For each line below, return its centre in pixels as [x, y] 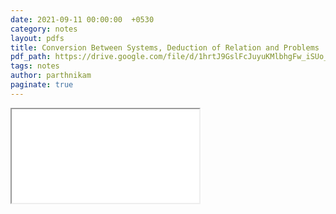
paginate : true [42, 85]
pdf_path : [31, 57]
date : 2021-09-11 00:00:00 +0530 [82, 19]
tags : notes [35, 66]
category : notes [44, 29]
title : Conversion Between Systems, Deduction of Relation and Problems [165, 47]
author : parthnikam [51, 76]
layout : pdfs [37, 38]
